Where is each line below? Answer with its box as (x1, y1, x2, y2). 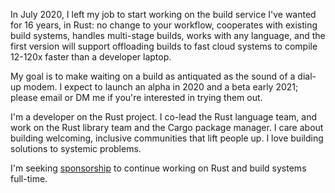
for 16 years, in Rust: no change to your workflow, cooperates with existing (10, 19, 318, 31)
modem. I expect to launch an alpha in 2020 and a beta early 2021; (23, 81, 299, 93)
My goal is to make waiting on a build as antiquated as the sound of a (10, 70, 296, 82)
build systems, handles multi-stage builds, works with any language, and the (10, 30, 326, 41)
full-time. (10, 173, 48, 184)
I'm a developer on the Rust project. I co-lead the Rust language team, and (10, 111, 317, 123)
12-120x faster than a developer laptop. (10, 51, 172, 63)
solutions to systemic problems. (10, 143, 142, 154)
